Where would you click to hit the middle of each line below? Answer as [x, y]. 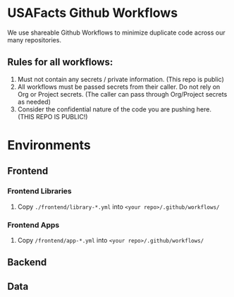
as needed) [34, 102]
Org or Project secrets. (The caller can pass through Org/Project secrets [122, 94]
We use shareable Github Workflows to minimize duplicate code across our [116, 32]
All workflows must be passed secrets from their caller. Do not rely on [119, 87]
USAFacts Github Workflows [93, 13]
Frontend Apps [33, 225]
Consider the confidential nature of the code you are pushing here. [115, 109]
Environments [49, 145]
